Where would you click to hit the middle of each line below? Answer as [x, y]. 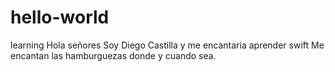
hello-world [60, 17]
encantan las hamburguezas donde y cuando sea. [113, 55]
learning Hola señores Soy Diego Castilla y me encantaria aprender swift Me [167, 45]
